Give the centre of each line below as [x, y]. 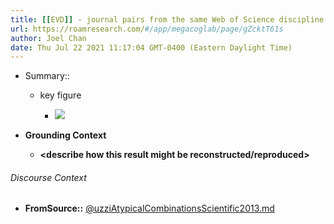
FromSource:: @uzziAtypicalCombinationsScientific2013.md [149, 208]
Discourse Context [48, 177]
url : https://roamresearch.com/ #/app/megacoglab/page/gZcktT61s [147, 29]
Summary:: [47, 76]
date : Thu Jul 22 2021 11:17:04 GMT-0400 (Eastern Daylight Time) [151, 47]
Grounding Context [65, 135]
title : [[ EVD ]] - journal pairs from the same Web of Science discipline [167, 19]
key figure [60, 95]
